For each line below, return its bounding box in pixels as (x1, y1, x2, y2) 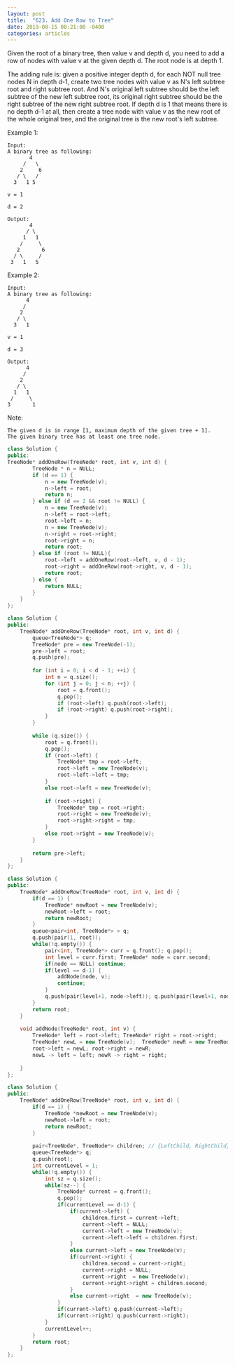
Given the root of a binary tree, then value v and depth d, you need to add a (7, 49, 225, 58)
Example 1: (7, 128, 38, 137)
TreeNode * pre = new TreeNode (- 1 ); (32, 641, 136, 648)
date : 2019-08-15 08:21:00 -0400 (7, 23, 105, 30)
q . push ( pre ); (32, 654, 71, 661)
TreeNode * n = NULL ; (32, 465, 96, 472)
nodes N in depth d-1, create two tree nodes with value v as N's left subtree (7, 78, 225, 86)
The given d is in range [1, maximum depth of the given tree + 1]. (7, 427, 211, 434)
